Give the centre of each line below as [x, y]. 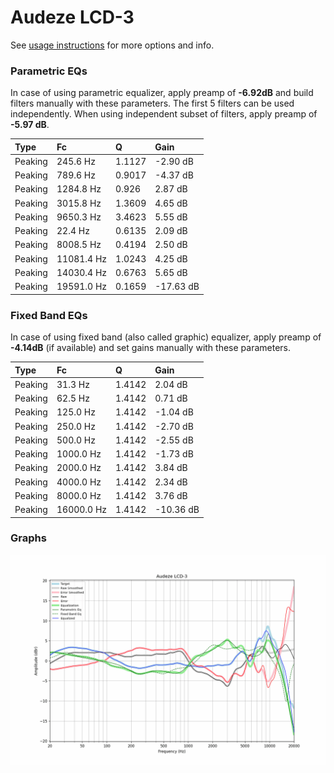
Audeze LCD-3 [72, 17]
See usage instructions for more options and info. [112, 45]
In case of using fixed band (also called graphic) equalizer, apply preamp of [166, 337]
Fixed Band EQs [49, 315]
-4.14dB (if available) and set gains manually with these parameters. [151, 348]
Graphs [28, 538]
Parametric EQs [49, 71]
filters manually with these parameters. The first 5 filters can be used [152, 103]
